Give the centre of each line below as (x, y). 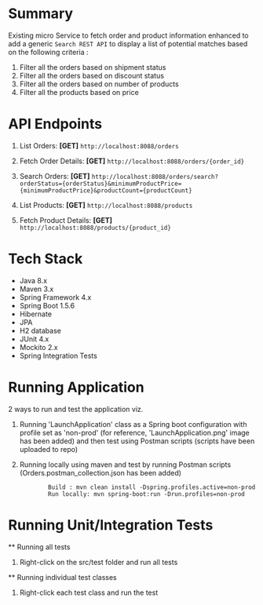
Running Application (76, 387)
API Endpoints (55, 124)
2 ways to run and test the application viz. (76, 409)
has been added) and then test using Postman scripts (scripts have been (137, 441)
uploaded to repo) (49, 449)
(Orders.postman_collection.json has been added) (100, 472)
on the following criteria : (48, 52)
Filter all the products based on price (79, 92)
